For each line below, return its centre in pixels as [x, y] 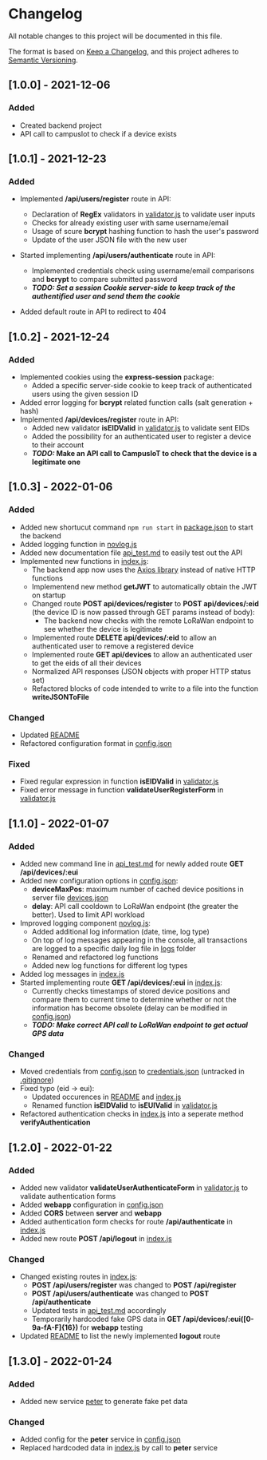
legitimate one [56, 462]
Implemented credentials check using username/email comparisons [143, 271]
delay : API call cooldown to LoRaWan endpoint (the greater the [135, 906]
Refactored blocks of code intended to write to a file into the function [145, 688]
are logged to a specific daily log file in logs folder [114, 948]
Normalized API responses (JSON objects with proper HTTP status [141, 671]
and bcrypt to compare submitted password [104, 280]
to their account [58, 445]
